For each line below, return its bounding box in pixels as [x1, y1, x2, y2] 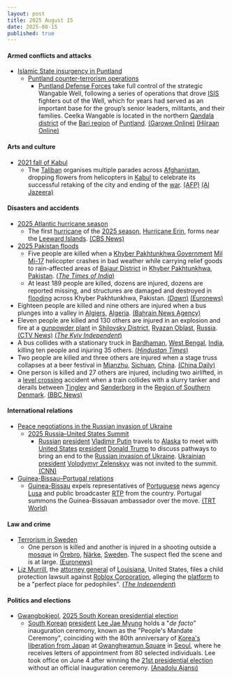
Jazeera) [27, 188, 54, 196]
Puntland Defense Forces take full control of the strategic [38, 82, 203, 90]
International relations [7, 407, 73, 415]
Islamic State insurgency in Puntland [17, 67, 122, 76]
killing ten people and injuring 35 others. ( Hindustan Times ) [17, 346, 189, 354]
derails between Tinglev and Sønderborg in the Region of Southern [17, 383, 211, 391]
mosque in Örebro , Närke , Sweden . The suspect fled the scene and [27, 550, 222, 559]
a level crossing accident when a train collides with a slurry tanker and [17, 375, 220, 384]
